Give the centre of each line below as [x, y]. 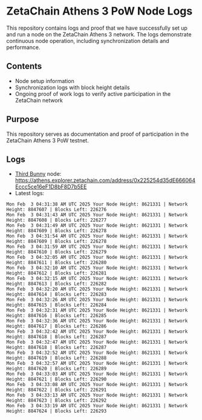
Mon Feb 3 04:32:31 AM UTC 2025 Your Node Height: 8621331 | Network [97, 310]
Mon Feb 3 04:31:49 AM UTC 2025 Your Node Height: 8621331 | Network [97, 225]
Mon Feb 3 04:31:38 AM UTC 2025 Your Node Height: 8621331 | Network [97, 204]
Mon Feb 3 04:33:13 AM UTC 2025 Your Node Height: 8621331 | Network [97, 395]
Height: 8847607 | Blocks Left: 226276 [57, 210]
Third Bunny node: [38, 174]
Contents [24, 66]
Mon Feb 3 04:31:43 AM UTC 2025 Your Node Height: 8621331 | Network [97, 215]
